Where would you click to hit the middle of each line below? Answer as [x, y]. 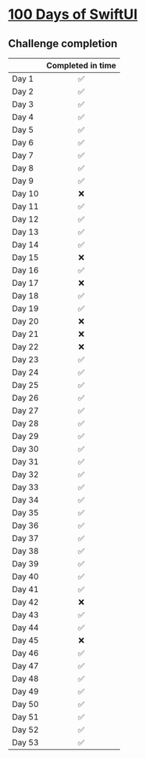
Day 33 [25, 487]
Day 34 [25, 500]
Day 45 [25, 640]
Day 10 [25, 194]
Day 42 [25, 602]
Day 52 [25, 730]
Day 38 [25, 551]
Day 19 [25, 308]
